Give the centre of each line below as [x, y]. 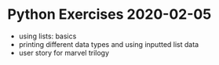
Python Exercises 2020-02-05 [109, 14]
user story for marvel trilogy [64, 52]
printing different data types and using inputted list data [109, 44]
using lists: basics [47, 36]
